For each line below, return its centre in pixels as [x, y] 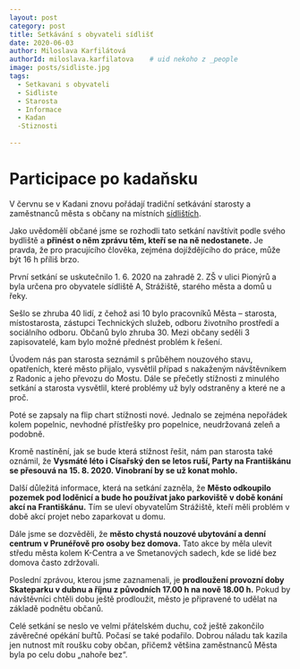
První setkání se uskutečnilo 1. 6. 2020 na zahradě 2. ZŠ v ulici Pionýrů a [143, 277]
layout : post [34, 18]
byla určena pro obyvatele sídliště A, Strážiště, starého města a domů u [141, 286]
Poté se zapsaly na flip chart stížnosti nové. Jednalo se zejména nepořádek [149, 415]
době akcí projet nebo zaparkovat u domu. [87, 516]
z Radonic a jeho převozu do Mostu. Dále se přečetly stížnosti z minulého [145, 378]
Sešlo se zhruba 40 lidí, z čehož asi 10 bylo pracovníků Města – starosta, [143, 313]
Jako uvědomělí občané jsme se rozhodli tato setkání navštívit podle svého [147, 231]
